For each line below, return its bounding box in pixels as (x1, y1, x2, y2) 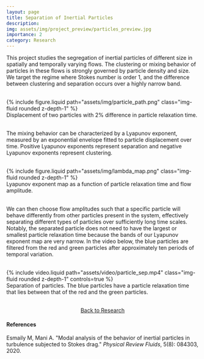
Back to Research (80, 306, 125, 314)
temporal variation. (6, 251, 54, 258)
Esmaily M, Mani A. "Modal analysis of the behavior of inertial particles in (6, 334, 191, 342)
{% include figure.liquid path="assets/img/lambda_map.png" (6, 167, 160, 175)
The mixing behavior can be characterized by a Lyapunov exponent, (6, 129, 178, 137)
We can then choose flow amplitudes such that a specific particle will (6, 205, 181, 212)
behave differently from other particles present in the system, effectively (6, 212, 189, 219)
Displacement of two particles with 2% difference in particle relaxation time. (6, 111, 197, 118)
